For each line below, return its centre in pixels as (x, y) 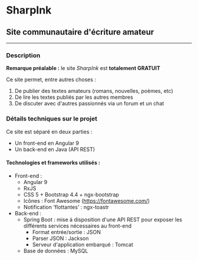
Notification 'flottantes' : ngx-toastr (66, 207)
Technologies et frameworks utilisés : (53, 163)
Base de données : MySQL (56, 251)
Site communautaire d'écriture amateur (80, 32)
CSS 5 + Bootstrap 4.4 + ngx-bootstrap (71, 194)
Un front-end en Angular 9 (47, 143)
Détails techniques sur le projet (52, 119)
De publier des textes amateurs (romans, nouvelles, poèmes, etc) (94, 91)
